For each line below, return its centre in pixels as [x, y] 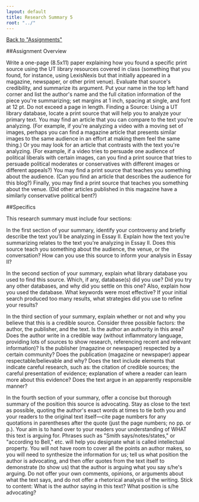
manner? [17, 386]
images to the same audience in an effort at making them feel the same [93, 139]
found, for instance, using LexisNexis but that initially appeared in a [88, 76]
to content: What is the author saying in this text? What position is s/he [93, 487]
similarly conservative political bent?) [52, 196]
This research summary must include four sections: [69, 219]
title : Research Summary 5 [40, 17]
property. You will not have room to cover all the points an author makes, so [99, 448]
